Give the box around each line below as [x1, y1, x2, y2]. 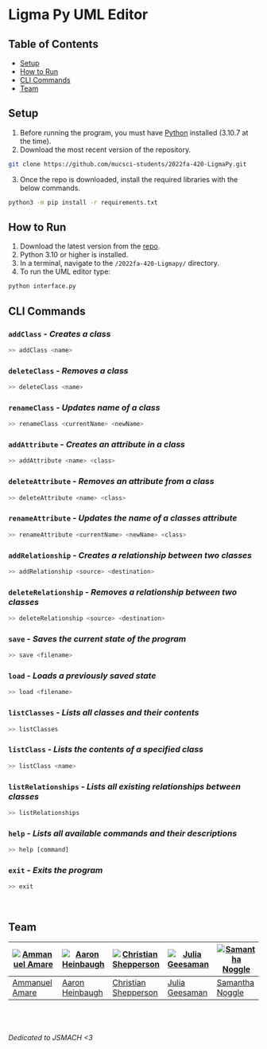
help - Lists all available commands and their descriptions [8, 828, 238, 839]
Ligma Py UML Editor [8, 6, 149, 24]
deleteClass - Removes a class [8, 365, 129, 376]
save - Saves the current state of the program [8, 633, 187, 644]
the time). [19, 136, 52, 146]
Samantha [216, 977, 255, 989]
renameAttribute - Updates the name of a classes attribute [8, 513, 238, 524]
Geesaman [167, 987, 208, 998]
